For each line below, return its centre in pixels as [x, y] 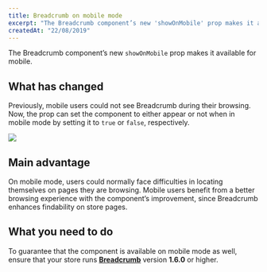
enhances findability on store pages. [68, 207]
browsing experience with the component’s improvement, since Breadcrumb [133, 198]
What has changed [56, 86]
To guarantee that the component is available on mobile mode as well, [123, 251]
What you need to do [61, 232]
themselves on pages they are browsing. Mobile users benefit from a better [132, 190]
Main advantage [49, 163]
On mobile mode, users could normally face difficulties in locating [116, 181]
